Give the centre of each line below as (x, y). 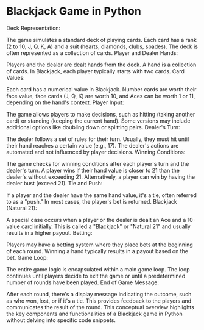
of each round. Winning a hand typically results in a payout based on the (97, 251)
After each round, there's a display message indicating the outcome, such (99, 294)
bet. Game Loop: (27, 257)
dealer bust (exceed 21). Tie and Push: (55, 183)
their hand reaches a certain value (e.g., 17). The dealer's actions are (93, 145)
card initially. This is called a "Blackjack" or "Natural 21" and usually (106, 226)
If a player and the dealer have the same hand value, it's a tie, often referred (101, 195)
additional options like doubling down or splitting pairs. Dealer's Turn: (93, 127)
